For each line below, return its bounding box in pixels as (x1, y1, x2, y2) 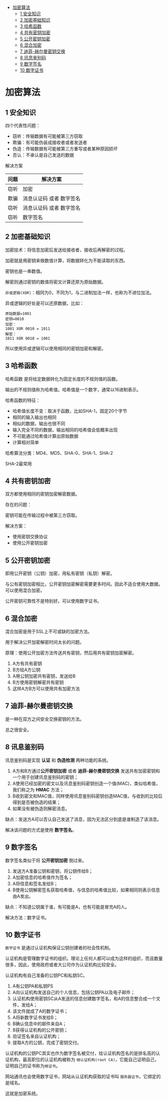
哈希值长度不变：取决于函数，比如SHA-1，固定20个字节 (12, 408, 127, 414)
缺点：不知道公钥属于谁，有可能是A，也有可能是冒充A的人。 (5, 904, 130, 910)
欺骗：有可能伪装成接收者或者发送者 (12, 140, 87, 145)
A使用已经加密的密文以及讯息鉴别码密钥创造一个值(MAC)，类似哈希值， (12, 780, 160, 786)
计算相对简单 (12, 439, 39, 445)
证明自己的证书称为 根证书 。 (5, 1063, 60, 1069)
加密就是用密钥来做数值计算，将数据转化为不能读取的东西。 (5, 257, 128, 263)
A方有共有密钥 (12, 660, 42, 667)
